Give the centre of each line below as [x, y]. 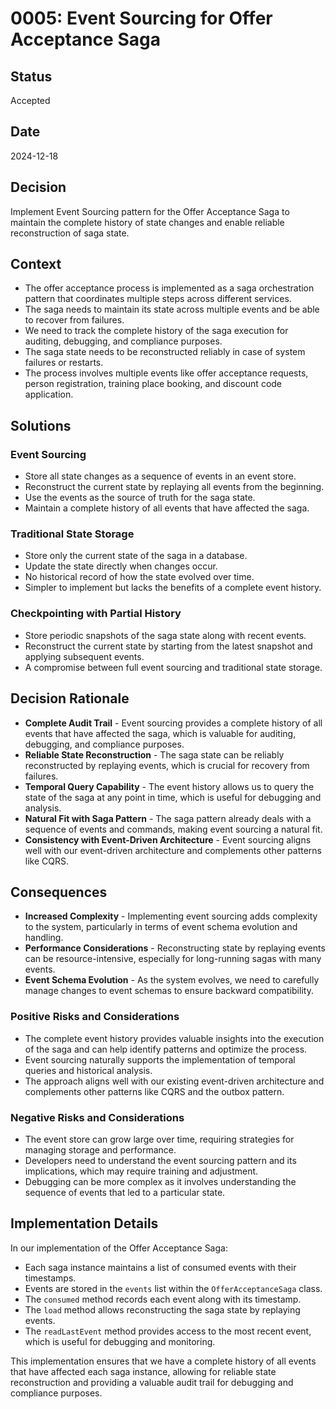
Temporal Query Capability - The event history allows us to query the [169, 786]
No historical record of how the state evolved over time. [139, 577]
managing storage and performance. [100, 1149]
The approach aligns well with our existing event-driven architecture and [174, 1081]
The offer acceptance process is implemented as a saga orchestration [169, 288]
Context [36, 264]
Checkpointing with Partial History [96, 614]
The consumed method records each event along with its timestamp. [163, 1299]
